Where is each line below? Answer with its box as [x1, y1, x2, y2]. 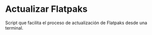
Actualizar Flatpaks [5, 3, 87, 15]
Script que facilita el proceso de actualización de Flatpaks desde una [5, 20, 147, 26]
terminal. [5, 25, 23, 31]
